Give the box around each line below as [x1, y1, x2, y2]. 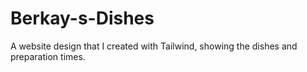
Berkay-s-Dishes [10, 7, 155, 30]
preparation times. [10, 50, 86, 62]
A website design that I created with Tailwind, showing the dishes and [10, 40, 298, 52]
